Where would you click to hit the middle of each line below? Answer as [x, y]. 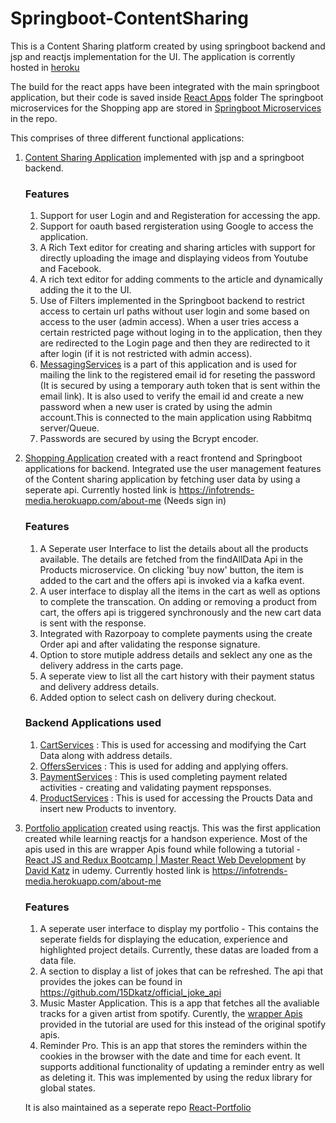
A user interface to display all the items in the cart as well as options [180, 591]
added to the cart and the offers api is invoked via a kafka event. [172, 580]
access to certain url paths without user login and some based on [174, 311]
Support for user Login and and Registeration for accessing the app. [180, 216]
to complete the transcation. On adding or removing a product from [178, 601]
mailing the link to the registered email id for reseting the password [177, 375]
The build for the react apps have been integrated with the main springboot [165, 86]
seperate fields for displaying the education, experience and [163, 939]
